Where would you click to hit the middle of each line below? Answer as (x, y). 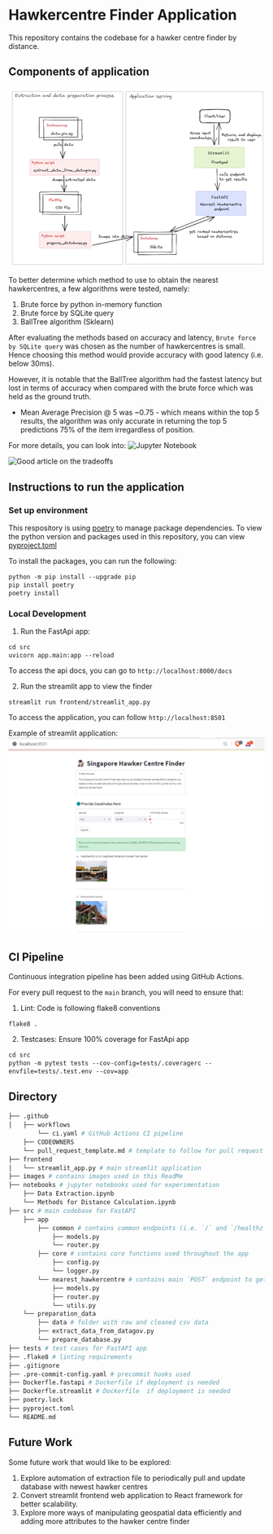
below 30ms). (31, 363)
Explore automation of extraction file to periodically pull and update (133, 1478)
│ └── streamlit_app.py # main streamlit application (105, 1168)
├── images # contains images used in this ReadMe (96, 1176)
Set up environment (48, 510)
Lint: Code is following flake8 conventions (90, 1009)
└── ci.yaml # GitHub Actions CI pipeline (110, 1134)
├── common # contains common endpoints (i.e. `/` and (132, 1228)
